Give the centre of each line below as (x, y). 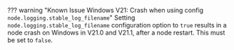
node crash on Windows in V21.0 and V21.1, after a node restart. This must (116, 32)
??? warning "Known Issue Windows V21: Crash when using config (106, 10)
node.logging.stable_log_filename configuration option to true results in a (117, 25)
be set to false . (30, 40)
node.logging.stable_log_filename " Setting (71, 18)
